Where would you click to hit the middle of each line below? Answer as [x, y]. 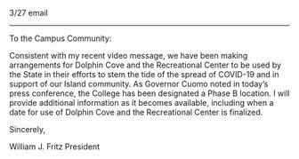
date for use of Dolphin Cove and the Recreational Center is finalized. [136, 112]
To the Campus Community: [61, 38]
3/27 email [29, 13]
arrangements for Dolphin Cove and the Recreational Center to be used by [145, 65]
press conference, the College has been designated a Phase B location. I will [149, 93]
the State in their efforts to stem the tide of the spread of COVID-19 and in [144, 74]
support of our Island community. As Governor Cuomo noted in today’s [139, 84]
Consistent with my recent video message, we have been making [129, 56]
